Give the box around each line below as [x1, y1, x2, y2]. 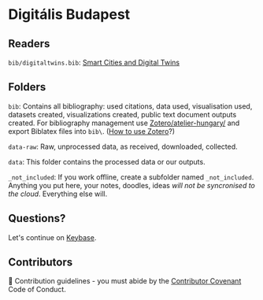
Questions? [8, 212, 66, 225]
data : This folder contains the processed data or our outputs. [8, 157, 206, 166]
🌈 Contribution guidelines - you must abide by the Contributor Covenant [8, 276, 242, 286]
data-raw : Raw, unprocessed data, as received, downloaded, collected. [8, 142, 238, 151]
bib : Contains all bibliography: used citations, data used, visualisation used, [8, 101, 253, 111]
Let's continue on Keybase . [8, 232, 97, 242]
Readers [8, 37, 50, 50]
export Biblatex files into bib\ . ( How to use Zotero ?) [8, 126, 176, 135]
